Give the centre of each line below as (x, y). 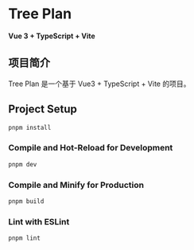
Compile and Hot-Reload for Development (91, 148)
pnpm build (26, 201)
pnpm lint (25, 238)
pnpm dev (23, 164)
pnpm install (30, 127)
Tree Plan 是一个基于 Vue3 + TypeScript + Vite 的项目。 (99, 84)
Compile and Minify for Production (76, 185)
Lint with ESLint (39, 221)
